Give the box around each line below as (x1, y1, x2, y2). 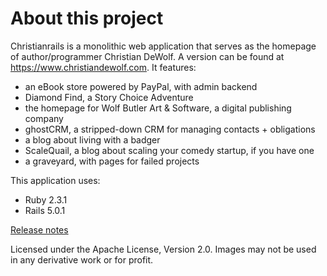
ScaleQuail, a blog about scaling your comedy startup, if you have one (24, 144, 315, 156)
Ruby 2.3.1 (24, 193, 68, 206)
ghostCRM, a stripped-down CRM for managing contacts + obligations (24, 123, 316, 135)
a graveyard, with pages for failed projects (24, 155, 200, 167)
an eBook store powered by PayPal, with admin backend (24, 80, 258, 92)
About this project (10, 7, 164, 30)
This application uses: (10, 174, 101, 186)
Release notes (10, 223, 69, 236)
